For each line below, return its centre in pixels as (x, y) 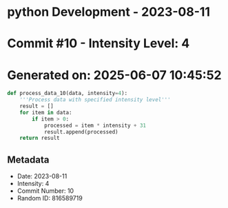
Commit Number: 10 (45, 191)
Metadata (28, 159)
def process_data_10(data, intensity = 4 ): (68, 94)
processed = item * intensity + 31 (95, 125)
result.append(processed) (81, 132)
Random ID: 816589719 (50, 198)
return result (40, 138)
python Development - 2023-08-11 (109, 12)
